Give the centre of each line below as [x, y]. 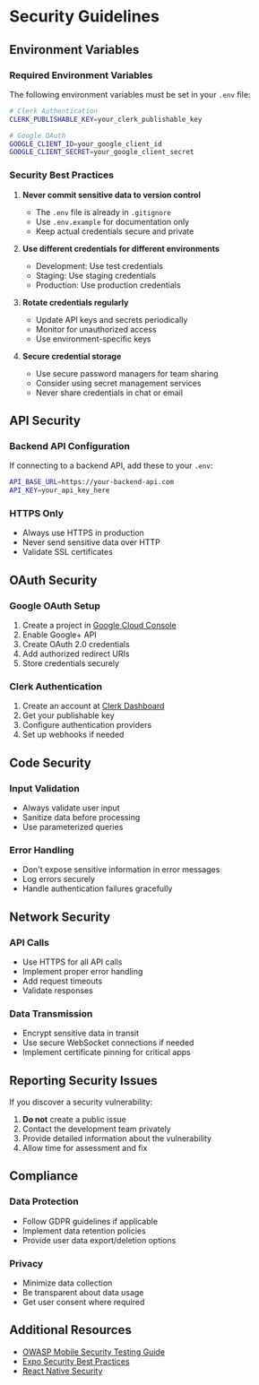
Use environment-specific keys [93, 339]
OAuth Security [53, 580]
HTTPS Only [37, 513]
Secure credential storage [72, 356]
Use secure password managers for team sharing [127, 373]
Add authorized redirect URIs [76, 654]
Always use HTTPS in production [83, 533]
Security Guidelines [84, 17]
